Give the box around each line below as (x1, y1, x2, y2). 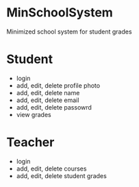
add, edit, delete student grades (16, 171, 107, 179)
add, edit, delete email (16, 96, 79, 104)
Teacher (6, 135, 55, 150)
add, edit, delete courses (16, 164, 87, 173)
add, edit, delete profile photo (16, 81, 101, 90)
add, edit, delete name (16, 88, 80, 97)
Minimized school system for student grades (6, 27, 132, 36)
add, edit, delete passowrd (16, 103, 92, 111)
